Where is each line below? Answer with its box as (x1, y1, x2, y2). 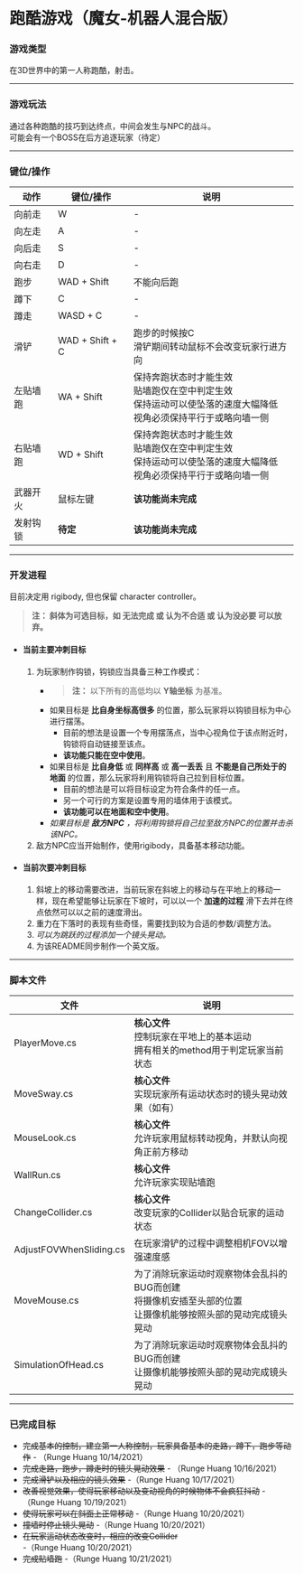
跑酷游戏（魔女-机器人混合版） (9, 8, 239, 29)
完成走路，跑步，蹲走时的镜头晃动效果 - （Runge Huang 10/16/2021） (22, 1463, 282, 1474)
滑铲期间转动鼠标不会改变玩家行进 (133, 341, 278, 353)
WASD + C (57, 309, 103, 322)
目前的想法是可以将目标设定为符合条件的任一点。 (62, 783, 245, 794)
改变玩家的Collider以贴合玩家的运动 (133, 1207, 284, 1220)
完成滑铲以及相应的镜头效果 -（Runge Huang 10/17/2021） (22, 1475, 240, 1485)
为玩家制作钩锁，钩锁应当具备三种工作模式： (35, 666, 203, 677)
